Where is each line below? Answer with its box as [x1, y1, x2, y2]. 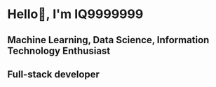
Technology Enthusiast [7, 45, 111, 56]
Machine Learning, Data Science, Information [7, 34, 210, 46]
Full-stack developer [7, 68, 100, 80]
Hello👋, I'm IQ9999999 [7, 6, 144, 22]
